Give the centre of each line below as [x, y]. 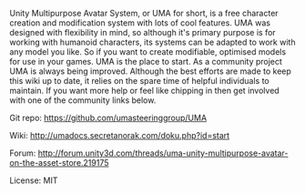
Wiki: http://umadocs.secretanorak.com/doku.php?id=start [120, 135]
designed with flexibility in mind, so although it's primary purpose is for [142, 32]
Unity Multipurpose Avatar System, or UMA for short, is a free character [144, 13]
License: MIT [34, 180]
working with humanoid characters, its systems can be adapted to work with [152, 42]
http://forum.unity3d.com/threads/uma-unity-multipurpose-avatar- [163, 153]
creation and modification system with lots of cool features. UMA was [140, 23]
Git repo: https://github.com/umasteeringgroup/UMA [108, 118]
